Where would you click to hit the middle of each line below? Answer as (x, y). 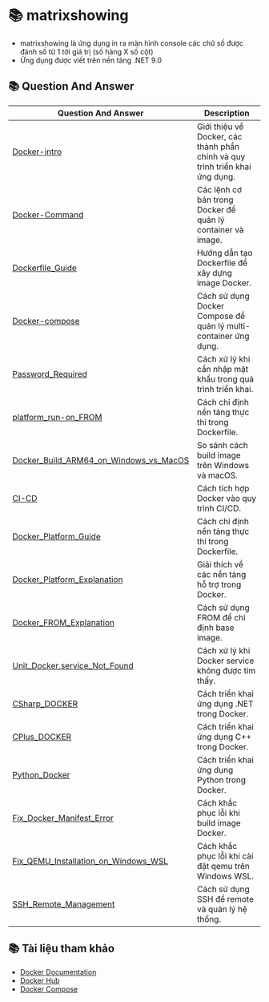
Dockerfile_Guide (45, 268)
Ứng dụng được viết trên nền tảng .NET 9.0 (91, 60)
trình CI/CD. (219, 508)
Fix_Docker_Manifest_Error (63, 818)
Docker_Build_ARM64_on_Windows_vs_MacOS (101, 460)
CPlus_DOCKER (42, 737)
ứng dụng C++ (224, 737)
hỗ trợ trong (219, 584)
